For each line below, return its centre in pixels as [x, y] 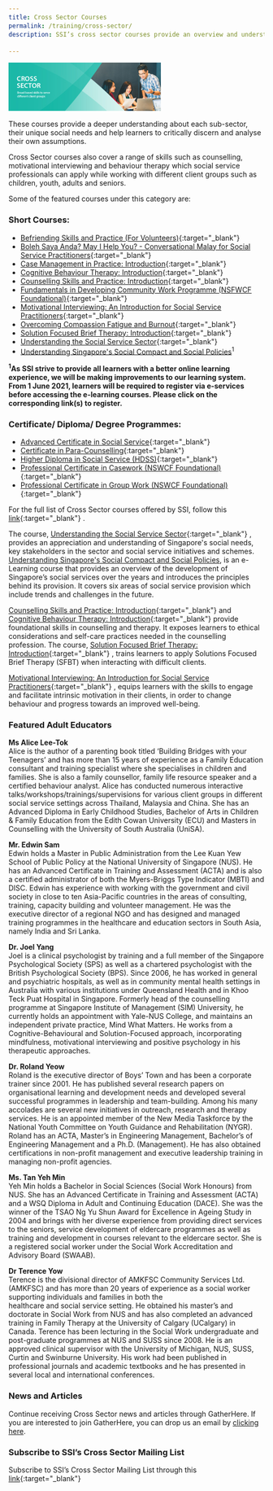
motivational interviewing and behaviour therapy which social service [124, 166]
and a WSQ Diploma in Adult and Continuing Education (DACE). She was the [136, 1204]
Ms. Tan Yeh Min [37, 1178]
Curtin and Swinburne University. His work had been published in [118, 1358]
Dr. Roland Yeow [37, 1067]
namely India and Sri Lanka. [55, 931]
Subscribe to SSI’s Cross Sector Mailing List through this [103, 1470]
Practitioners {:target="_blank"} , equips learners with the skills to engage [131, 687]
